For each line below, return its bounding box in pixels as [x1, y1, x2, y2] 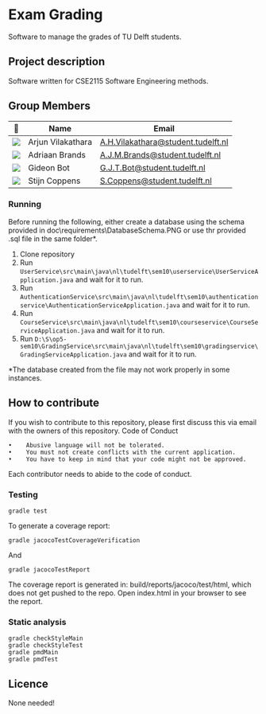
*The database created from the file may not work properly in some [8, 365, 230, 374]
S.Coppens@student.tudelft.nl [99, 175, 212, 186]
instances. [8, 373, 42, 383]
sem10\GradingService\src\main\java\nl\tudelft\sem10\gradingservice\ [19, 342, 259, 350]
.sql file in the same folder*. [8, 233, 98, 244]
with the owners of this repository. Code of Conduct [8, 426, 179, 435]
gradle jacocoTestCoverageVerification [8, 536, 141, 544]
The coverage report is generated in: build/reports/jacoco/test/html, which [8, 579, 252, 589]
